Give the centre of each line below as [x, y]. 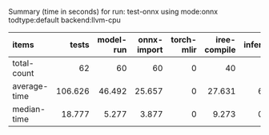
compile [220, 50]
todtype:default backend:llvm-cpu [65, 20]
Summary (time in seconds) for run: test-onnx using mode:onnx [113, 12]
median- [29, 109]
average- [30, 86]
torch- [184, 40]
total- [23, 63]
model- [112, 40]
